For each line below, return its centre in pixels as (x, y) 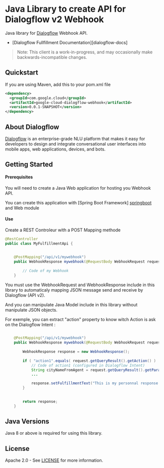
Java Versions (27, 421)
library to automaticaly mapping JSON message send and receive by (74, 290)
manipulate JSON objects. (31, 310)
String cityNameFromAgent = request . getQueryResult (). (88, 370)
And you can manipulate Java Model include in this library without (71, 304)
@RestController (21, 239)
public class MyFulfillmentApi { (39, 244)
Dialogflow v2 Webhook (54, 19)
